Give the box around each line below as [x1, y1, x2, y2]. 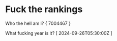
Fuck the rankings [5, 4, 83, 15]
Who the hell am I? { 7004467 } [5, 20, 71, 26]
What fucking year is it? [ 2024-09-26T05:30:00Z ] [5, 30, 113, 36]
